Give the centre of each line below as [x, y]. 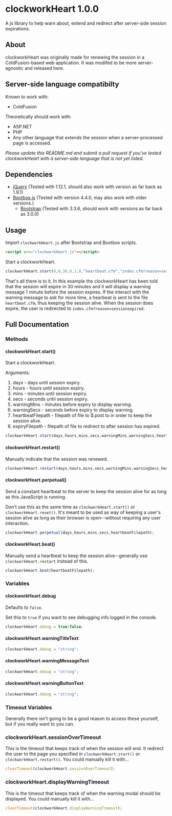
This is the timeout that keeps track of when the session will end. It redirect [84, 749]
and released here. [45, 68]
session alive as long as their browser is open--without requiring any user [83, 517]
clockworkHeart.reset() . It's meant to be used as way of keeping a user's [83, 512]
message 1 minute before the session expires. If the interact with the [77, 292]
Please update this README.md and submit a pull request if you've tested [83, 153]
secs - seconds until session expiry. [50, 399]
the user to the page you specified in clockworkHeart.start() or [73, 754]
